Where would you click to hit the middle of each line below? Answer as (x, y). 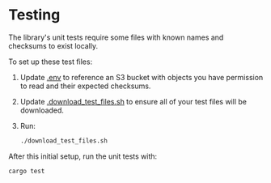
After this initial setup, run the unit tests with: (83, 156)
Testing (34, 15)
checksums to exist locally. (53, 45)
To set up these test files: (51, 62)
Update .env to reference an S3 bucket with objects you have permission (142, 77)
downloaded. (42, 110)
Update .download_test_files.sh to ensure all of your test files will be (133, 101)
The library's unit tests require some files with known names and (116, 37)
